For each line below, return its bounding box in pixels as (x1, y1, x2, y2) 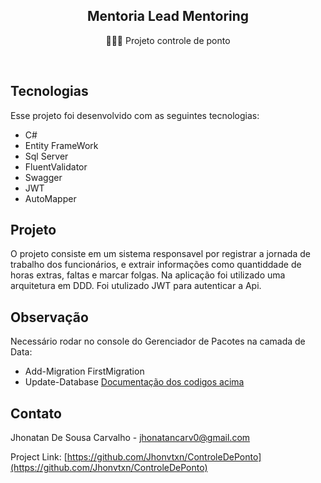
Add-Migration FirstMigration (24, 365, 145, 378)
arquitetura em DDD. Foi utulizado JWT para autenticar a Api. (10, 280, 262, 292)
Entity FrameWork (24, 139, 99, 151)
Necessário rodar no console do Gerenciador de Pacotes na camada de (10, 335, 306, 348)
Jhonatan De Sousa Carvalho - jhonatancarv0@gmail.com (10, 432, 251, 444)
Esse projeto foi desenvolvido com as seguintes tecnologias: (10, 109, 260, 121)
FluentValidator (24, 160, 88, 173)
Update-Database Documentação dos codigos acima (24, 376, 245, 388)
